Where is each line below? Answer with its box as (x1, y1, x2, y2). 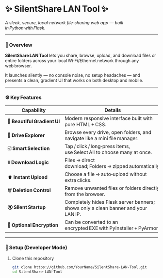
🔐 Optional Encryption (7, 222, 59, 229)
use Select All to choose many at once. (65, 149, 152, 156)
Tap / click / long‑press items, (65, 143, 130, 149)
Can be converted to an (65, 218, 118, 225)
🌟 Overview (5, 41, 33, 48)
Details (104, 107, 121, 114)
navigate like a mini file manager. (65, 135, 139, 142)
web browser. (5, 63, 32, 69)
